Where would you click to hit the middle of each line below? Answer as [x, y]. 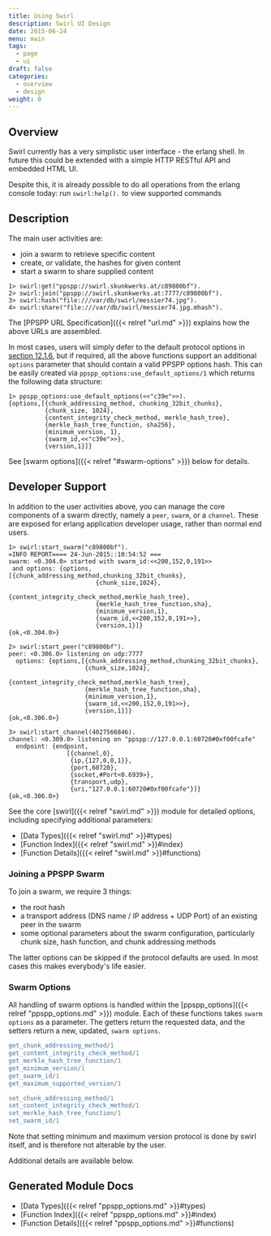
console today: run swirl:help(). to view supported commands [115, 193]
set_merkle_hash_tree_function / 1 [65, 1113]
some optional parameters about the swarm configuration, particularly [138, 933]
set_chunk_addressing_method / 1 [61, 1098]
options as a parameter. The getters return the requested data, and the [127, 1022]
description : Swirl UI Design [60, 24]
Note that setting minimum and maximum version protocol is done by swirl [133, 1136]
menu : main [27, 39]
